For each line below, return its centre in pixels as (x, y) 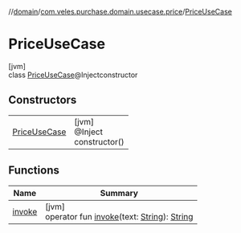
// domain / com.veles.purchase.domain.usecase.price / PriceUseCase (120, 12)
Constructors (43, 100)
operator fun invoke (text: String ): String (119, 216)
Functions (34, 171)
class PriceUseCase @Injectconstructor (73, 75)
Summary (119, 193)
